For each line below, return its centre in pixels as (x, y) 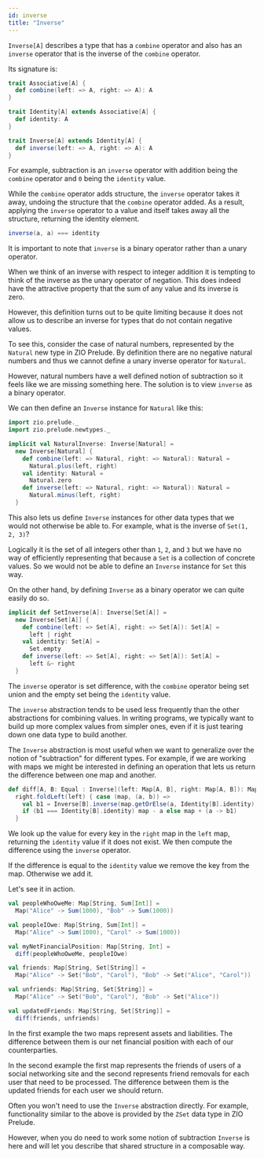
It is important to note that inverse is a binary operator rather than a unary (128, 248)
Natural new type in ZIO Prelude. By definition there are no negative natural (130, 353)
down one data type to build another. (68, 734)
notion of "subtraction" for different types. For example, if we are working (127, 758)
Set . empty (45, 649)
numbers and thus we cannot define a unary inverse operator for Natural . (127, 361)
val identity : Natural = (63, 473)
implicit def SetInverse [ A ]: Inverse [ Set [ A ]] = (88, 612)
